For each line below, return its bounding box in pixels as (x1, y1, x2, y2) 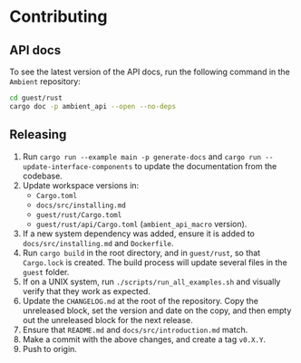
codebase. (22, 170, 63, 181)
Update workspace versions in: (22, 179, 140, 191)
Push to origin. (22, 343, 77, 354)
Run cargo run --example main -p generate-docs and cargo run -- (22, 151, 274, 162)
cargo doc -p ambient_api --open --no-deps (9, 101, 177, 110)
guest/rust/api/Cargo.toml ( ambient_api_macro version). (35, 218, 248, 229)
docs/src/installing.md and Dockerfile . (22, 237, 174, 248)
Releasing (9, 127, 67, 142)
